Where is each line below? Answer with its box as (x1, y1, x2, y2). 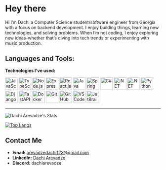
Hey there (5, 3, 46, 14)
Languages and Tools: (5, 55, 75, 63)
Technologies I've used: (5, 68, 56, 73)
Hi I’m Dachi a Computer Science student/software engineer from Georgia (5, 19, 156, 25)
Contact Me (5, 136, 42, 145)
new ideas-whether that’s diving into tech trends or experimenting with (5, 35, 149, 41)
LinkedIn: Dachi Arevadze (12, 155, 66, 161)
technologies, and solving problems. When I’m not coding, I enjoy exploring (5, 30, 159, 35)
